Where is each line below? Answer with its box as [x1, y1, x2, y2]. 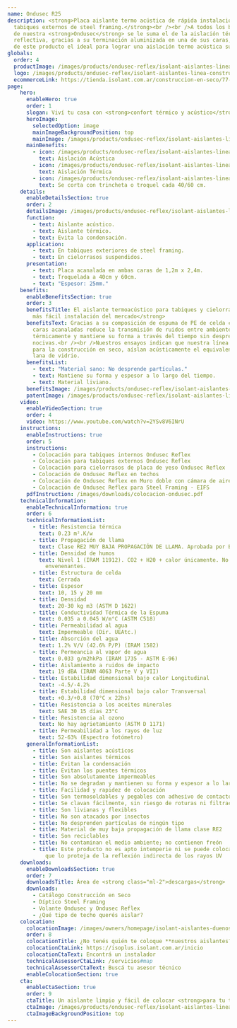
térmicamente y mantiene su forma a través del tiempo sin [32, 333, 210, 340]
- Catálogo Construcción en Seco [32, 892, 131, 899]
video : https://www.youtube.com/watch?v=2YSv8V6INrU [25, 418, 185, 425]
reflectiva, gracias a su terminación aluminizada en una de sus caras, [13, 37, 232, 44]
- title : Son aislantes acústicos [32, 747, 134, 754]
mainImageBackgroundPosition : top [32, 129, 134, 136]
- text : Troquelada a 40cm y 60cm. [32, 273, 138, 280]
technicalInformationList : [25, 517, 106, 524]
